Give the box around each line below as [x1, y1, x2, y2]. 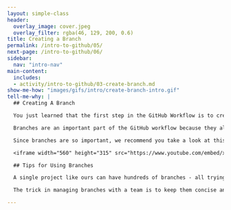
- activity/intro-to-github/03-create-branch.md [13, 81, 155, 87]
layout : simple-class [7, 10, 69, 17]
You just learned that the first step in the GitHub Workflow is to [13, 112, 214, 119]
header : [7, 17, 30, 23]
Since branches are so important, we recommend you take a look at [13, 137, 211, 144]
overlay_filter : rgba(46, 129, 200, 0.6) [13, 29, 134, 36]
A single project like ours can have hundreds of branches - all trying [13, 174, 226, 181]
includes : [13, 74, 41, 81]
